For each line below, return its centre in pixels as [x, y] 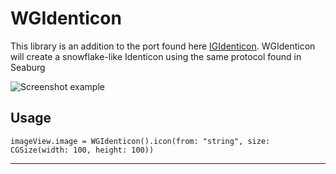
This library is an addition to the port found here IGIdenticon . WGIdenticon [163, 46]
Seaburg [28, 67]
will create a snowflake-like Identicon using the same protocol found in [156, 56]
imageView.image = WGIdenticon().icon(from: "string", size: [140, 141]
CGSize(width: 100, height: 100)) [82, 150]
